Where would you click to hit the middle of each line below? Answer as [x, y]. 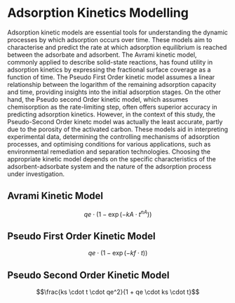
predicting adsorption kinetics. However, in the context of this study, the [112, 114]
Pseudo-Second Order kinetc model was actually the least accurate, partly [115, 121]
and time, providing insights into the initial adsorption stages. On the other [114, 92]
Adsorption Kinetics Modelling [98, 13]
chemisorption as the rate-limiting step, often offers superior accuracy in [112, 107]
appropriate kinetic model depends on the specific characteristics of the [112, 159]
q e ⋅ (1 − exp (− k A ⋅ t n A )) [118, 213]
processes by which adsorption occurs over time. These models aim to [110, 39]
